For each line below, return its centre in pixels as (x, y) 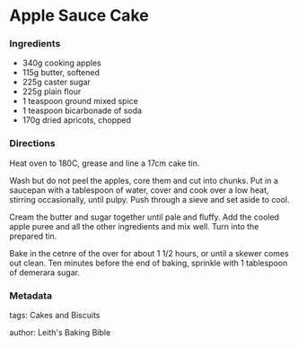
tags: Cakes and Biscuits (55, 316)
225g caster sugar (57, 82)
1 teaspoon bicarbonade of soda (82, 111)
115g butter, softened (61, 73)
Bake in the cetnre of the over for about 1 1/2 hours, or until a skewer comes (149, 253)
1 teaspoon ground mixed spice (80, 101)
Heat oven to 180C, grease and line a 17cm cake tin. (105, 163)
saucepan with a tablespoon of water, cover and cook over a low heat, (139, 190)
